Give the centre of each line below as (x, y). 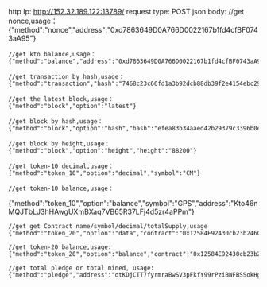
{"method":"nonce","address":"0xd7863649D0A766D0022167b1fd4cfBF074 (133, 30)
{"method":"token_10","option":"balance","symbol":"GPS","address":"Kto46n (133, 203)
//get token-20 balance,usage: (60, 247)
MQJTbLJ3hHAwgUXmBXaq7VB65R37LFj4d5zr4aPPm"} (101, 211)
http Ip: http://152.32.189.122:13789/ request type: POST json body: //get (126, 12)
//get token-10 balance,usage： (61, 188)
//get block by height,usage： (60, 144)
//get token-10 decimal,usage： (61, 166)
